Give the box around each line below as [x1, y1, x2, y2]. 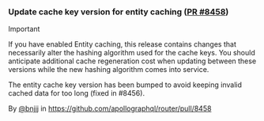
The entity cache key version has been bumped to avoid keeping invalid [8, 80, 243, 89]
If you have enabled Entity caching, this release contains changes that [8, 40, 237, 49]
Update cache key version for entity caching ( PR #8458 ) [8, 6, 229, 17]
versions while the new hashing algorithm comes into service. [8, 65, 209, 74]
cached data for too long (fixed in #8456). [8, 89, 145, 98]
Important [8, 25, 40, 34]
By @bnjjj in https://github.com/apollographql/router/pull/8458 [8, 104, 212, 113]
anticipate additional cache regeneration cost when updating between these [8, 56, 257, 66]
